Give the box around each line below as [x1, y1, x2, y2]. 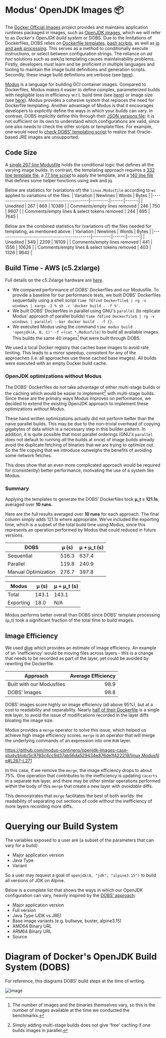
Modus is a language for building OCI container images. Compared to [5, 81, 146, 87]
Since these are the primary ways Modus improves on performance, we [5, 396, 151, 402]
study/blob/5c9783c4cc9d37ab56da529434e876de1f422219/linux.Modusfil [5, 753, 160, 759]
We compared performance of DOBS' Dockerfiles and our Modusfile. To [12, 286, 159, 292]
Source [12, 934, 27, 940]
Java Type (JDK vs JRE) [12, 912, 62, 919]
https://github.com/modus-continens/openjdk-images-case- [5, 747, 128, 753]
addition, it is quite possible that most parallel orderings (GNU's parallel [5, 431, 153, 437]
